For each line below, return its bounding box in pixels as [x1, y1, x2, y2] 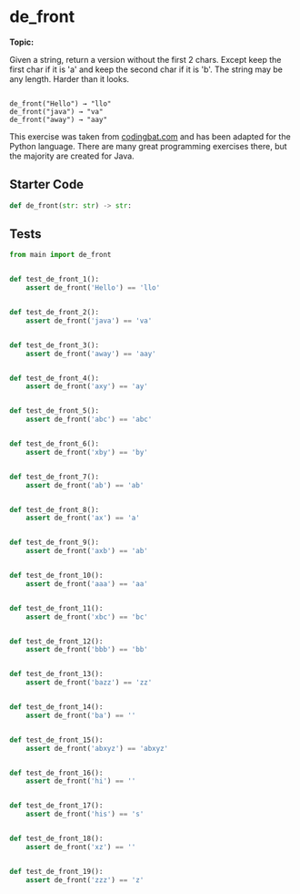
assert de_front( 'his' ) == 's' [25, 809, 145, 819]
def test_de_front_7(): [9, 472, 100, 481]
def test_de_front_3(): [9, 340, 100, 350]
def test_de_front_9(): [9, 538, 100, 548]
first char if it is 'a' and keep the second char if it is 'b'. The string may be [9, 64, 284, 75]
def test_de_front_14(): [9, 703, 104, 712]
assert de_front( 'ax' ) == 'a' [25, 513, 141, 523]
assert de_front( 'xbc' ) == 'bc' [25, 612, 148, 622]
